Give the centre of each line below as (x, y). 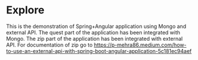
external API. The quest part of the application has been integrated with (93, 32)
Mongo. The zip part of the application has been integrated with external (95, 38)
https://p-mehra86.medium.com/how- (140, 45)
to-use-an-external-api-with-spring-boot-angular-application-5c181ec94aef (99, 51)
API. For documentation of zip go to (49, 45)
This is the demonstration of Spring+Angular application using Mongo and (96, 26)
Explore (25, 10)
